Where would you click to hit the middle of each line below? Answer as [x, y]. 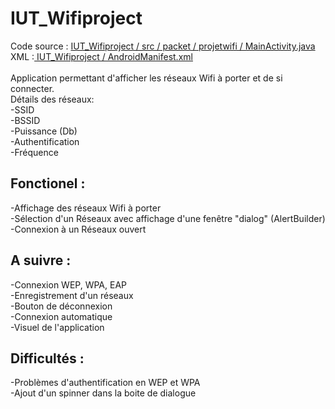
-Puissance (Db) [44, 131]
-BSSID [25, 120]
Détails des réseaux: [52, 99]
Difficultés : [47, 358]
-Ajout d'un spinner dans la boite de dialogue [103, 393]
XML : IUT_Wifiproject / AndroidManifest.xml [101, 56]
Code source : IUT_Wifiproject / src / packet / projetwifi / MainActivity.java [163, 46]
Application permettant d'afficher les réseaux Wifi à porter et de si [146, 78]
